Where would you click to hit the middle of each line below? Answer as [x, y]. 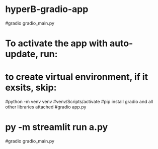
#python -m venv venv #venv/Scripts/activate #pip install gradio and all [79, 102]
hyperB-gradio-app [47, 9]
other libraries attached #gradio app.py [46, 107]
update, [22, 54]
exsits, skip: [31, 88]
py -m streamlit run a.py [57, 127]
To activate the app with [57, 43]
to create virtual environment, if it [77, 77]
